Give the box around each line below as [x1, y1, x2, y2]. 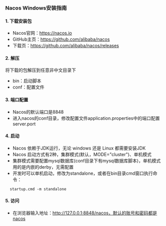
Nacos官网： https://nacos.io [12, 30, 72, 36]
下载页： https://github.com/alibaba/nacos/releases [12, 43, 120, 49]
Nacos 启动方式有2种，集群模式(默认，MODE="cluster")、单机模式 [12, 151, 152, 157]
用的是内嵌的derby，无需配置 [12, 164, 74, 170]
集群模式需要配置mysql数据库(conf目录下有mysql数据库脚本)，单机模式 [12, 158, 161, 164]
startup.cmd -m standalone [10, 186, 67, 192]
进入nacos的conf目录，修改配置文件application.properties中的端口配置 [12, 115, 160, 121]
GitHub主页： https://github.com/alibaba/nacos [12, 36, 110, 42]
